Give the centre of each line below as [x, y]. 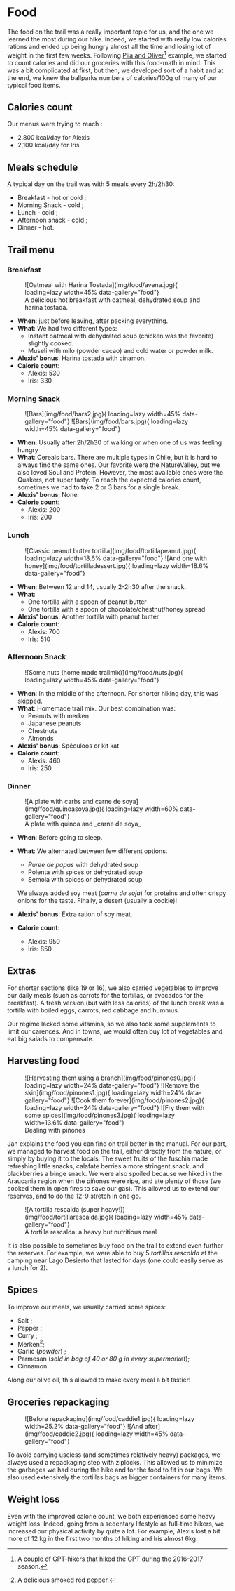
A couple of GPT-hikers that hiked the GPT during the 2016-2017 [110, 1559]
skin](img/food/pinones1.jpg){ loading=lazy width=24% [105, 1092]
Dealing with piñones [55, 1130]
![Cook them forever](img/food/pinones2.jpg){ [137, 1100]
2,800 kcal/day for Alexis [53, 138]
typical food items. [34, 85]
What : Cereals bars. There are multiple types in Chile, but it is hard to [117, 458]
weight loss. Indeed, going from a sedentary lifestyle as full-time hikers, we [116, 1524]
